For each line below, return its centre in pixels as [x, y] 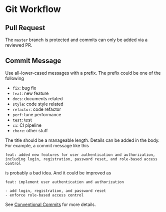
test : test [22, 120]
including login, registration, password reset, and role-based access [81, 159]
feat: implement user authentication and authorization [64, 182]
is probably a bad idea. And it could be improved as [58, 173]
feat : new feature [30, 93]
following [14, 78]
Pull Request [25, 28]
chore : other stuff [30, 130]
